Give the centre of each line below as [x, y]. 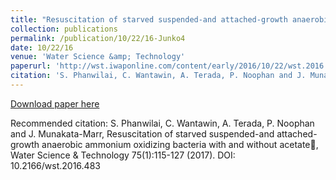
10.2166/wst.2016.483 [55, 165]
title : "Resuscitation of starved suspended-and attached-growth [149, 19]
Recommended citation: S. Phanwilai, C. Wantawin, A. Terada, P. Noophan [162, 123]
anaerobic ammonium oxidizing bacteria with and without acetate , [180, 144]
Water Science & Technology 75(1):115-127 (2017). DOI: [123, 155]
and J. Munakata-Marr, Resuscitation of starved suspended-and [142, 133]
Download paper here [55, 103]
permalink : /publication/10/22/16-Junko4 [98, 38]
